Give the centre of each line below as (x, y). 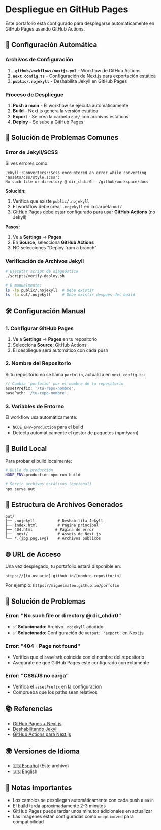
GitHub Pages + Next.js (37, 724)
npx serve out (20, 489)
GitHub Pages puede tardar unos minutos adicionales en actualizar (83, 811)
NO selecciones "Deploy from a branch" (55, 247)
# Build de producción (29, 470)
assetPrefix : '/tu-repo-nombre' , (41, 389)
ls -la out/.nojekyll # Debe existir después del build (70, 295)
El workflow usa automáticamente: (41, 417)
